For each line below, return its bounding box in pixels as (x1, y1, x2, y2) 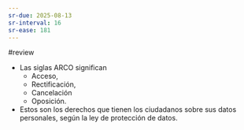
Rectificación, (31, 80, 76, 89)
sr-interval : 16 (8, 19, 61, 27)
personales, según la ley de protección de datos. (19, 113, 179, 123)
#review (8, 48, 35, 58)
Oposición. (31, 96, 67, 106)
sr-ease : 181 (8, 26, 51, 34)
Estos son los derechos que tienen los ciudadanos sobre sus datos (19, 105, 237, 114)
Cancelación (31, 88, 72, 98)
